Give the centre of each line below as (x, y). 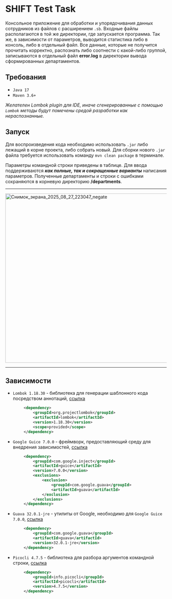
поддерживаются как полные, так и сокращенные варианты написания (86, 170)
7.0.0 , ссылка (28, 519)
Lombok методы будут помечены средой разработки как (67, 110)
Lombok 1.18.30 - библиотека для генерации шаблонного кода (80, 393)
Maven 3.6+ (24, 95)
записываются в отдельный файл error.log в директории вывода (76, 56)
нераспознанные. (25, 116)
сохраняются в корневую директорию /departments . (64, 181)
